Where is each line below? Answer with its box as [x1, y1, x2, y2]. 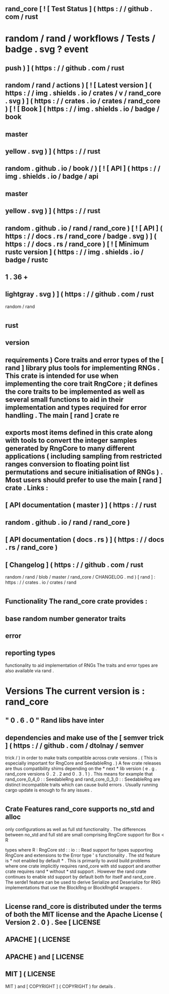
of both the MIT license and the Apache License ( [5, 910, 163, 919]
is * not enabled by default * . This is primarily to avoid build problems [5, 857, 150, 863]
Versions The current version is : [5, 685, 145, 697]
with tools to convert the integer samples [5, 436, 137, 445]
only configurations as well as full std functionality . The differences [5, 826, 146, 832]
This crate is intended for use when [5, 371, 119, 380]
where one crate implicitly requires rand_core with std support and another [5, 863, 161, 869]
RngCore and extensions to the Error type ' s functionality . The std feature [5, 852, 160, 858]
